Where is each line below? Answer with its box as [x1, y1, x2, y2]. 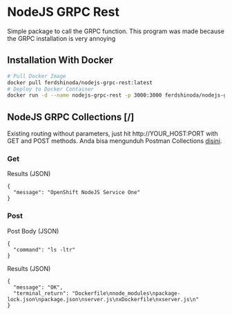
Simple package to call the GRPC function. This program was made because [7, 27, 224, 35]
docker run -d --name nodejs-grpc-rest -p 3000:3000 [7, 92, 162, 99]
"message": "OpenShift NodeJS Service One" [13, 189, 140, 196]
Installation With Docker [7, 55, 114, 66]
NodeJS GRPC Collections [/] [7, 111, 135, 123]
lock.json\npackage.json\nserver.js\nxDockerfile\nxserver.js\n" [7, 296, 199, 303]
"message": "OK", [13, 284, 64, 291]
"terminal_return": [13, 289, 70, 297]
